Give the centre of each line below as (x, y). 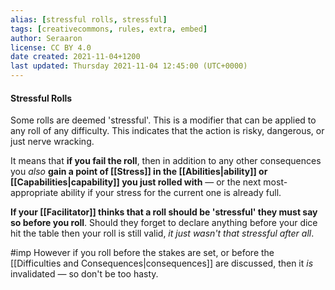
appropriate (34, 193)
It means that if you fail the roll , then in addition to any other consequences (166, 161)
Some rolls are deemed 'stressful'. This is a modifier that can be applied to (163, 120)
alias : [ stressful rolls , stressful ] (89, 19)
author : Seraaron (46, 38)
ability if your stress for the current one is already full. (171, 193)
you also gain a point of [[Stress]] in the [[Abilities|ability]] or (139, 172)
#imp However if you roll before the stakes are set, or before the (142, 253)
